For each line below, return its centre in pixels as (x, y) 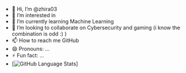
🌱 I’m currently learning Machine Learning (63, 21)
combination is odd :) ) (39, 34)
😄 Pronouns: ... (31, 49)
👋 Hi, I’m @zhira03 (34, 9)
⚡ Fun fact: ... (28, 55)
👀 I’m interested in (34, 15)
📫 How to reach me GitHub (45, 40)
